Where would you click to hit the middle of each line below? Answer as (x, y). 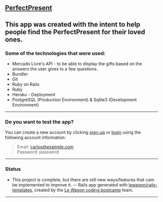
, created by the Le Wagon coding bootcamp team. (82, 190)
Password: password (38, 152)
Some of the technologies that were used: (55, 53)
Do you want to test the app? (40, 122)
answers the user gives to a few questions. (55, 69)
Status (13, 169)
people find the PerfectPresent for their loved (75, 32)
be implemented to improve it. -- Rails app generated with (70, 185)
